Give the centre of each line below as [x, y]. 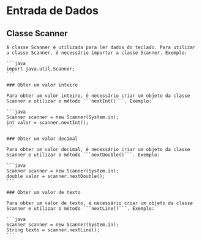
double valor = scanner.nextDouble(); [56, 176]
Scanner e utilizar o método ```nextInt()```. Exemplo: [79, 101]
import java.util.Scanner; [41, 69]
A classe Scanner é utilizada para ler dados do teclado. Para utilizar [101, 47]
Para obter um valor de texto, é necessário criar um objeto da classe [99, 203]
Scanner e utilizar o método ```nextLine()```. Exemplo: [80, 209]
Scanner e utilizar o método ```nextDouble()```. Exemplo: [83, 155]
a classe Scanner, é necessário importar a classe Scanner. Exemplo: [97, 53]
